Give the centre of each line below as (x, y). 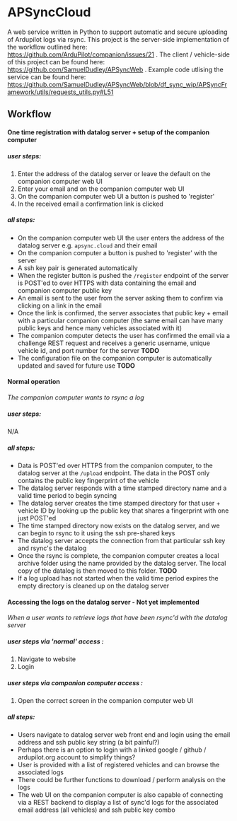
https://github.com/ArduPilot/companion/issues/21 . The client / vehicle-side (118, 54)
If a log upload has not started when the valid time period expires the (118, 578)
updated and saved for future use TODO (76, 366)
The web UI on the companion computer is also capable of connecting (120, 795)
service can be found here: (47, 77)
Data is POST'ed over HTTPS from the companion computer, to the (115, 465)
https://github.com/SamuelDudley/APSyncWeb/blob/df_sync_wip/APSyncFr (117, 84)
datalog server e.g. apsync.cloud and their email (87, 245)
